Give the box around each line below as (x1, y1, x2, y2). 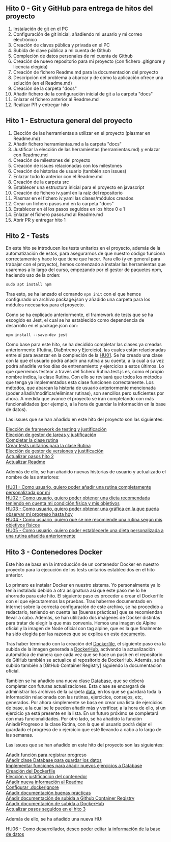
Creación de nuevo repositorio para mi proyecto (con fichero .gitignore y (13, 58, 165, 64)
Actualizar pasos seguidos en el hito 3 (6, 806, 86, 812)
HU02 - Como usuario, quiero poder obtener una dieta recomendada (6, 495, 150, 501)
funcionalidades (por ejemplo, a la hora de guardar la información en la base (6, 401, 166, 407)
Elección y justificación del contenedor (6, 774, 88, 780)
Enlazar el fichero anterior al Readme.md (13, 96, 99, 102)
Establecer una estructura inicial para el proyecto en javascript (13, 184, 145, 190)
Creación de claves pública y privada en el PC (13, 42, 110, 48)
